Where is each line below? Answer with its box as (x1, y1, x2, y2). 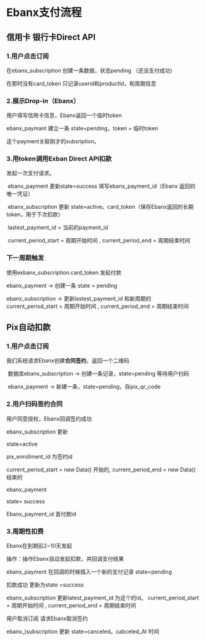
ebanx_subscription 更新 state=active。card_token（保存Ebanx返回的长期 (7, 203, 194, 211)
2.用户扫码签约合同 (6, 400, 63, 408)
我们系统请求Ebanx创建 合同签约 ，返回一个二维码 (6, 357, 130, 364)
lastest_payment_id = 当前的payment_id (7, 224, 108, 231)
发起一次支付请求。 (6, 170, 55, 177)
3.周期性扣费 (6, 527, 44, 536)
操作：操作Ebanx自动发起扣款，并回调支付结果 (6, 555, 124, 563)
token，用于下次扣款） (6, 211, 64, 218)
